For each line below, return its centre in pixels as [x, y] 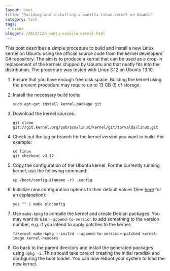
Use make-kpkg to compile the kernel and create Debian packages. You [86, 214]
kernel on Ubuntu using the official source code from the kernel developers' [84, 53]
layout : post [19, 10]
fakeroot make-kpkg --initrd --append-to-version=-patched [76, 234]
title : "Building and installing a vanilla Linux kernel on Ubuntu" [79, 15]
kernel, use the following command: [50, 171]
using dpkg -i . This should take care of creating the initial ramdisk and [86, 253]
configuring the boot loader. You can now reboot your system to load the [89, 258]
